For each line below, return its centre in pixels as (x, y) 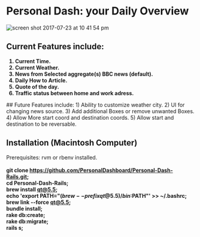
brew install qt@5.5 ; (32, 189)
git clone (17, 170)
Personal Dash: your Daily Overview (98, 11)
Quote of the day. (37, 87)
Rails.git (17, 176)
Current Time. (33, 61)
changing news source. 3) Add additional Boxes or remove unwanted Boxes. (100, 111)
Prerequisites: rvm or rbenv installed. (52, 157)
